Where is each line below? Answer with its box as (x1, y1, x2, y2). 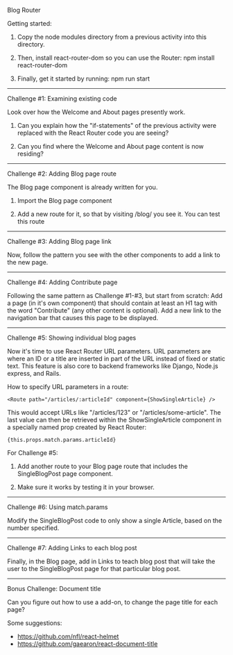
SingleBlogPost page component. (17, 470, 113, 478)
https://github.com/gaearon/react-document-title (17, 640, 158, 648)
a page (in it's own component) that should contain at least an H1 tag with (7, 299, 217, 307)
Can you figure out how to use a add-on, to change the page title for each (7, 598, 218, 606)
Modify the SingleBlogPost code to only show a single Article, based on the (7, 517, 223, 524)
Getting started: (7, 19, 52, 27)
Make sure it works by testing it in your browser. (17, 483, 155, 491)
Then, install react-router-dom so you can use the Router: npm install (17, 53, 215, 62)
